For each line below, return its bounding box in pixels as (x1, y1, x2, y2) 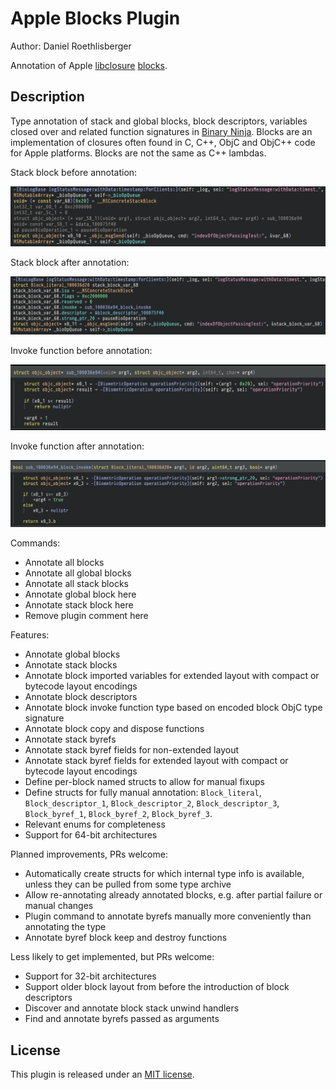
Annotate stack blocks (24, 659, 118, 671)
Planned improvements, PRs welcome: (10, 848, 168, 861)
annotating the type (24, 921, 107, 933)
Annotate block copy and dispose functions (24, 723, 205, 735)
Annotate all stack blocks (24, 578, 129, 590)
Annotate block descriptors (24, 691, 138, 703)
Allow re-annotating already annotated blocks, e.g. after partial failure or (24, 889, 323, 901)
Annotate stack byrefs (24, 733, 117, 746)
